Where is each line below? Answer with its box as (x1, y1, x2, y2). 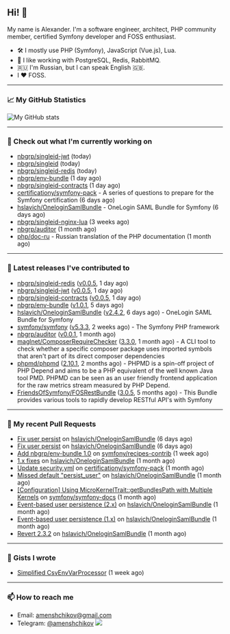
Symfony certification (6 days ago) (16, 196, 115, 204)
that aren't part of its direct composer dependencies (16, 351, 166, 360)
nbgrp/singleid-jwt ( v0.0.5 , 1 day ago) (16, 286, 123, 294)
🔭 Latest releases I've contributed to (7, 263, 130, 273)
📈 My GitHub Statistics (7, 95, 86, 104)
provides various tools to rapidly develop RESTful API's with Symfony (16, 395, 213, 403)
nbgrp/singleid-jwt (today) (16, 152, 92, 161)
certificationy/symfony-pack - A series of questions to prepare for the (16, 189, 214, 197)
